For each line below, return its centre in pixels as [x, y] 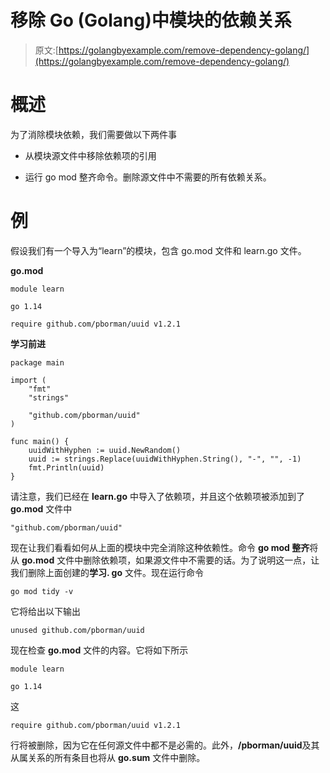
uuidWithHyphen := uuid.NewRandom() [105, 450]
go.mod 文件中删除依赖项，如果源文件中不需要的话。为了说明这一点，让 [170, 560]
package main [37, 362]
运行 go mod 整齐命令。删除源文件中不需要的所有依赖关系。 [148, 177]
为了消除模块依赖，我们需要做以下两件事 [93, 134]
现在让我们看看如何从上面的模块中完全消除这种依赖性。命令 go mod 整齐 [160, 547]
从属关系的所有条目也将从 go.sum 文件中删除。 [108, 757]
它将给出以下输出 [45, 611]
